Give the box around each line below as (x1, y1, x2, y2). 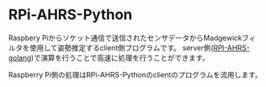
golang (8, 53, 32, 62)
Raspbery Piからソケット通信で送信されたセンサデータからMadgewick (8, 33, 243, 42)
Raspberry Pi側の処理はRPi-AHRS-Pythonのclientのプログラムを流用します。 (8, 69, 262, 79)
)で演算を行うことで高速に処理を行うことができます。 (31, 53, 210, 62)
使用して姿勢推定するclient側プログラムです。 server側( (29, 42, 214, 53)
